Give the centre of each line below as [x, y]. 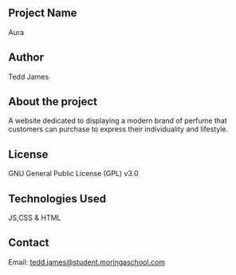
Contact [29, 243]
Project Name [43, 13]
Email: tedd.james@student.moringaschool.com [87, 261]
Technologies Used [57, 198]
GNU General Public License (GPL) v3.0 [73, 174]
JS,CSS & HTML [35, 218]
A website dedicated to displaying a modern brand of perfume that [118, 121]
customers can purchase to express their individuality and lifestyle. [118, 129]
